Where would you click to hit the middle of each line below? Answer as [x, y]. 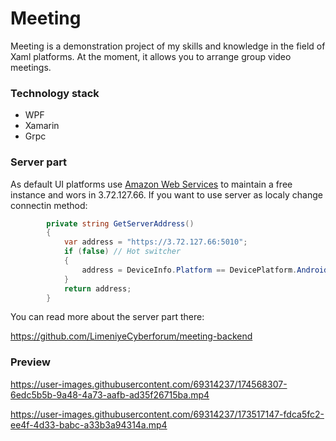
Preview [30, 362]
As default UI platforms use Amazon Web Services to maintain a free [151, 184]
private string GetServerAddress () [120, 223]
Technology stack [55, 93]
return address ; [97, 288]
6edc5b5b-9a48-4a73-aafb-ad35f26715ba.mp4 [110, 394]
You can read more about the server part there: [107, 317]
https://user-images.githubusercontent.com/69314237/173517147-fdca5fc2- [167, 414]
